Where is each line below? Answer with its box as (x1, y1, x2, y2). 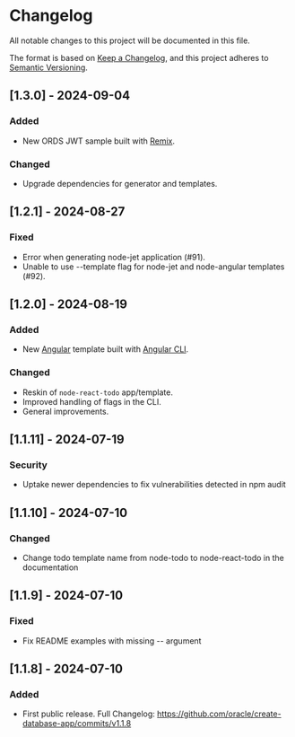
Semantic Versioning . (9, 62, 88, 73)
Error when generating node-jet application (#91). (22, 251, 206, 262)
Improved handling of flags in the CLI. (22, 396, 161, 407)
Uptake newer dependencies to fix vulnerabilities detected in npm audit (22, 479, 287, 490)
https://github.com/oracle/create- (156, 708, 282, 719)
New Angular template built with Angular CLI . (22, 344, 189, 355)
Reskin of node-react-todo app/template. (22, 387, 173, 398)
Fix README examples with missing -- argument (22, 635, 202, 646)
